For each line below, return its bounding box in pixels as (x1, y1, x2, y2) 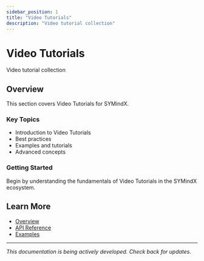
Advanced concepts (15, 148, 66, 155)
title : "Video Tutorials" (6, 15, 72, 21)
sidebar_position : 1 (6, 8, 59, 15)
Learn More (6, 202, 51, 212)
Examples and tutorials (15, 142, 73, 149)
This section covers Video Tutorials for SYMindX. (6, 100, 129, 107)
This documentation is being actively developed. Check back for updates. (6, 248, 192, 255)
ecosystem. (6, 183, 36, 191)
